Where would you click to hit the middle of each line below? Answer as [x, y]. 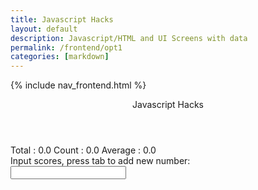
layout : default [44, 29]
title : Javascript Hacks [62, 19]
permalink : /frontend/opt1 [66, 47]
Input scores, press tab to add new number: [100, 161]
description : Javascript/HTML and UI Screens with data [129, 38]
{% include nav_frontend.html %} [78, 85]
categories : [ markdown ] [60, 57]
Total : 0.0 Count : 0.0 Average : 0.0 [83, 150]
